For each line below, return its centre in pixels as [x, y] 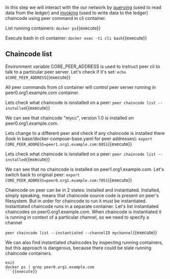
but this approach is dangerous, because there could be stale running [78, 248]
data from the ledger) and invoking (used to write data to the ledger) [77, 13]
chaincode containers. [29, 253]
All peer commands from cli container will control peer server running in [81, 87]
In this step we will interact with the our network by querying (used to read [83, 7]
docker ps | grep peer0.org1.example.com [50, 267]
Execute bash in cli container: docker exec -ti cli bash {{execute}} [76, 38]
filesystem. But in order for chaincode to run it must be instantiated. [76, 201]
